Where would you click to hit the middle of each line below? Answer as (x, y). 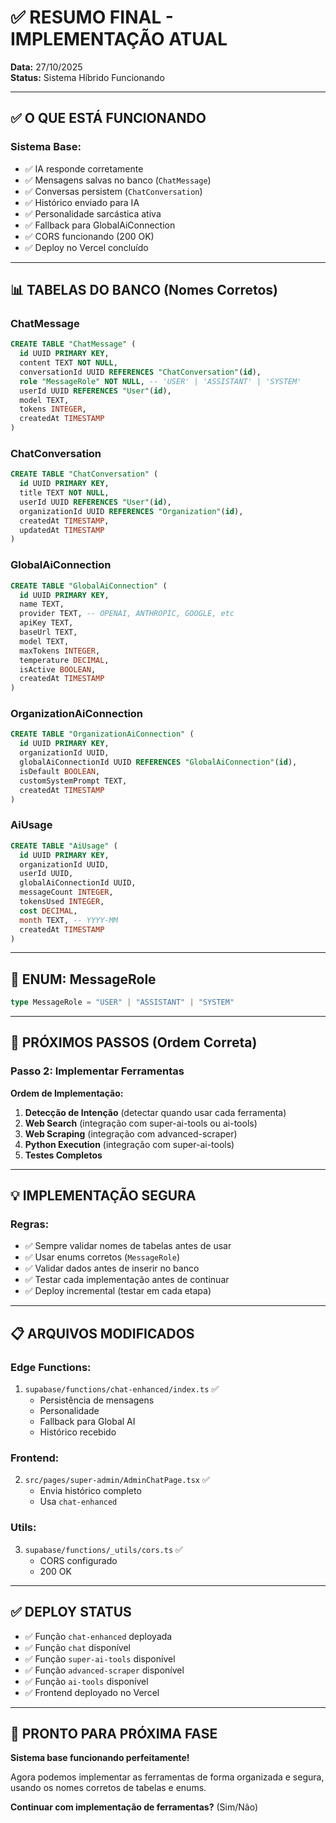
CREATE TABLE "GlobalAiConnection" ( (89, 586)
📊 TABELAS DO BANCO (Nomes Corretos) (144, 290)
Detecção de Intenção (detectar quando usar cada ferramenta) (155, 1112)
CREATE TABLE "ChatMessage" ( (73, 344)
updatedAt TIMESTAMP (62, 530)
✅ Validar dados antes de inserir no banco (112, 1268)
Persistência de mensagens (97, 1400)
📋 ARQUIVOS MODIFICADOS (102, 1333)
